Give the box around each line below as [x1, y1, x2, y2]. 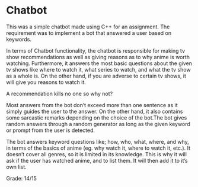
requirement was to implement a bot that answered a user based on [6, 29, 172, 36]
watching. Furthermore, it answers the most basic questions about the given [6, 60, 193, 67]
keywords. [6, 36, 31, 43]
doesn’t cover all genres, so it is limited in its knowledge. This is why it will [6, 150, 187, 157]
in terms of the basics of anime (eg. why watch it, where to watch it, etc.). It [6, 144, 191, 151]
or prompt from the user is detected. [6, 127, 95, 134]
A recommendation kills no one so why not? [6, 90, 113, 97]
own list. [6, 163, 27, 170]
